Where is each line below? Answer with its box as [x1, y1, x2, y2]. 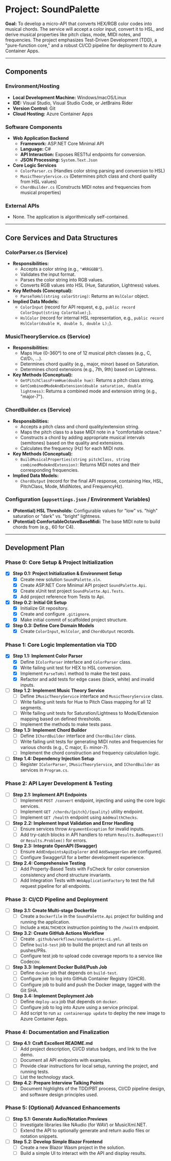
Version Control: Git [12, 105, 56, 111]
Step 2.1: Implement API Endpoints [12, 792, 88, 798]
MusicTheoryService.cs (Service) [5, 333, 91, 340]
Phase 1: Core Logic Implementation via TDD [5, 641, 117, 648]
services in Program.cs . [20, 767, 69, 773]
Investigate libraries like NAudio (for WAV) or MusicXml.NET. [20, 1122, 147, 1128]
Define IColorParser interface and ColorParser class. [20, 659, 132, 665]
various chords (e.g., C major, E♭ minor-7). [20, 744, 109, 751]
